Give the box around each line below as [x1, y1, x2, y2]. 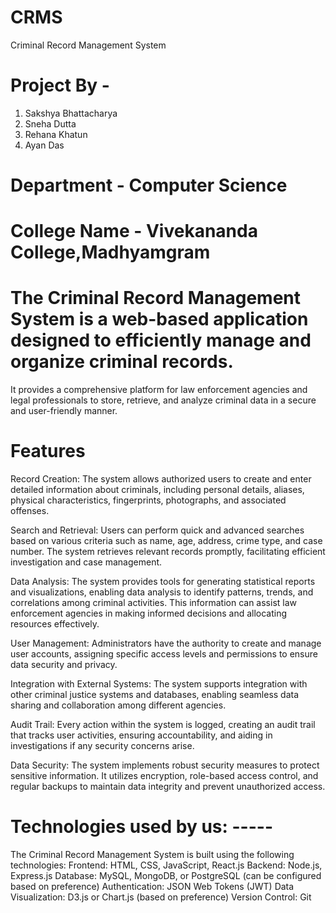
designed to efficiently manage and [10, 329, 312, 352]
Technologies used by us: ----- [10, 816, 274, 838]
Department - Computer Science [10, 174, 288, 197]
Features [10, 440, 86, 463]
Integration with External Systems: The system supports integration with [10, 678, 308, 690]
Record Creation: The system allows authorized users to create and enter [10, 473, 312, 485]
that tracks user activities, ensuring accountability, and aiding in [10, 729, 273, 741]
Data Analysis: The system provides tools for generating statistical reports [10, 576, 316, 588]
